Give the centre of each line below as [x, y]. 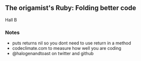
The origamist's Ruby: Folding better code [70, 8]
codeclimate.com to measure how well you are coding [67, 48]
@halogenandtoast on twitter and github [53, 54]
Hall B [11, 20]
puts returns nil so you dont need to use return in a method [71, 43]
